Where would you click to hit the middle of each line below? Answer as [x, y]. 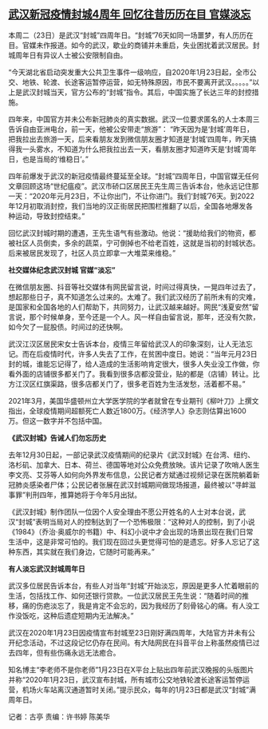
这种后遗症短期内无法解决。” [88, 615]
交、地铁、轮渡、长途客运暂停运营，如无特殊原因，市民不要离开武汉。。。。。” [130, 82]
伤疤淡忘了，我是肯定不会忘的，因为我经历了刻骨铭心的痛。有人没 [144, 605]
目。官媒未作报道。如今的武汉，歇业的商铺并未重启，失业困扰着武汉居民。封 [134, 45]
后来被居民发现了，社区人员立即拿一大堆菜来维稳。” [92, 253]
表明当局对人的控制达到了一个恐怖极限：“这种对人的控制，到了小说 [145, 521]
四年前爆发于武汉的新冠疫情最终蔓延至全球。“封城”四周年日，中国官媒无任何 [134, 176]
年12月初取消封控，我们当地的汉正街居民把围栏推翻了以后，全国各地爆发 [127, 205]
